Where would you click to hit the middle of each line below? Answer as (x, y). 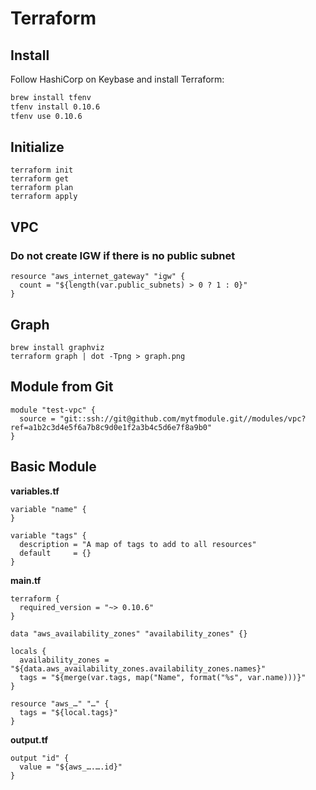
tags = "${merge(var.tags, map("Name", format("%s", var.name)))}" (163, 677)
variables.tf (35, 491)
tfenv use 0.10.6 (46, 116)
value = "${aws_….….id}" (71, 767)
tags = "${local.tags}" (68, 712)
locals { (28, 651)
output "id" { (40, 758)
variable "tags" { (48, 535)
